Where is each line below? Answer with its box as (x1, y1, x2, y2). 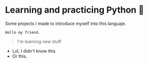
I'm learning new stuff (17, 39, 62, 44)
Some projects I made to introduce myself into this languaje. (5, 21, 126, 26)
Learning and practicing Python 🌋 (5, 4, 145, 16)
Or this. (12, 53, 27, 59)
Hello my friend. (5, 30, 41, 35)
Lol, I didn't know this (12, 48, 55, 54)
